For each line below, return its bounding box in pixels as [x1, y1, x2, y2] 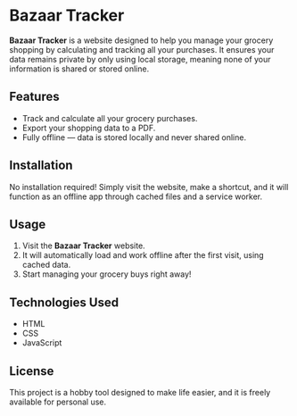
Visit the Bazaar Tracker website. [21, 240, 145, 251]
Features [9, 89, 60, 104]
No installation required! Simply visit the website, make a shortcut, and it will [9, 181, 289, 192]
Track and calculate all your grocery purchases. [21, 112, 198, 123]
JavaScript [21, 337, 62, 348]
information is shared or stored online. [9, 63, 150, 74]
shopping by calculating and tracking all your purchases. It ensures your [9, 44, 275, 54]
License [9, 363, 54, 379]
